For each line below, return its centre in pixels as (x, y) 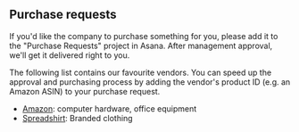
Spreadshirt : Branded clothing (77, 118)
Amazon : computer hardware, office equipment (109, 108)
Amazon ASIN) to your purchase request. (85, 91)
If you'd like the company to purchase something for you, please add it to (144, 36)
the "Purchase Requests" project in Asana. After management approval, (141, 45)
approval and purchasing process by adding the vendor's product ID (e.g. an (150, 82)
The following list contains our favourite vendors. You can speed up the (141, 72)
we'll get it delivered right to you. (70, 55)
